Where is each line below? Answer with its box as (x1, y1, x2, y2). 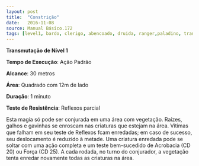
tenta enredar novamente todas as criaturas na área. (6, 155, 134, 162)
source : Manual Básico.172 (6, 25, 73, 31)
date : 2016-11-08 (6, 20, 54, 25)
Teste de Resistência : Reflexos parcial (6, 104, 101, 111)
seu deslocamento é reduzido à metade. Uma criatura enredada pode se (6, 136, 184, 143)
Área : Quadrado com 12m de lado (6, 81, 89, 89)
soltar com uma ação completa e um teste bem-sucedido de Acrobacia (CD (6, 142, 191, 149)
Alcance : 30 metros (6, 70, 55, 77)
